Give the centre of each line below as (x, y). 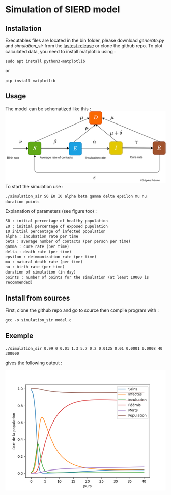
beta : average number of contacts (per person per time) (68, 242)
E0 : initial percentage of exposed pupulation (57, 226)
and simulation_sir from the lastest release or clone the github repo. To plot (84, 46)
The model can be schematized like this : (48, 109)
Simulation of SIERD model (63, 9)
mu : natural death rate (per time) (44, 262)
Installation (23, 28)
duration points (22, 202)
